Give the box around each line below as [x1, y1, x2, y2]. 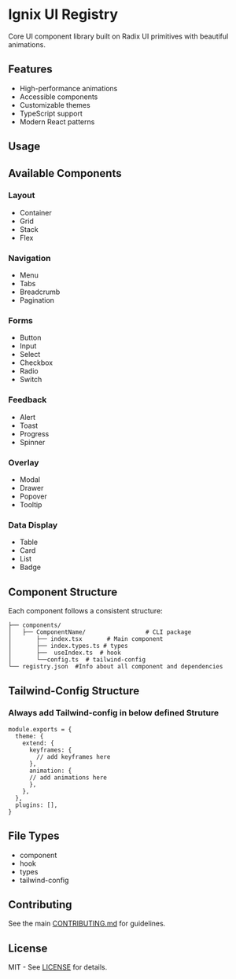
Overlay [8, 457, 39, 468]
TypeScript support [19, 109, 83, 118]
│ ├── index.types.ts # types [8, 642, 128, 650]
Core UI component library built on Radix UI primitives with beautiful [8, 31, 229, 41]
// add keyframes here [36, 753, 111, 760]
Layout [8, 190, 35, 201]
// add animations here [28, 773, 108, 782]
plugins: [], [15, 800, 58, 809]
